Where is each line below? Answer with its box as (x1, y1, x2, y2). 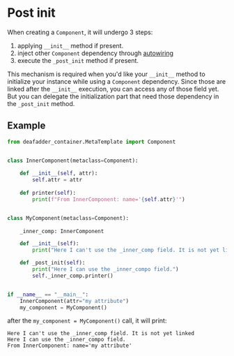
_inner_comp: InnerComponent (19, 228, 104, 235)
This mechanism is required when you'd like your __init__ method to (7, 70, 205, 78)
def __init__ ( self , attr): (19, 170, 98, 177)
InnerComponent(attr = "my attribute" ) (19, 297, 130, 304)
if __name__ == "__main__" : (7, 291, 89, 298)
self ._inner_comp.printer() (32, 272, 114, 279)
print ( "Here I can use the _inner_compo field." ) (32, 266, 179, 273)
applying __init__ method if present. (17, 41, 124, 50)
